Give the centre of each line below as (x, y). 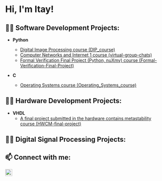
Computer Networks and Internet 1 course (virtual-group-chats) (86, 55)
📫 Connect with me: (38, 157)
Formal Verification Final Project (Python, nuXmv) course (79, 60)
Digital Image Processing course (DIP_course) (68, 50)
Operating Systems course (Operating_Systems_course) (78, 85)
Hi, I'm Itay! (29, 9)
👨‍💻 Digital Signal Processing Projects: (65, 140)
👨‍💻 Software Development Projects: (62, 28)
